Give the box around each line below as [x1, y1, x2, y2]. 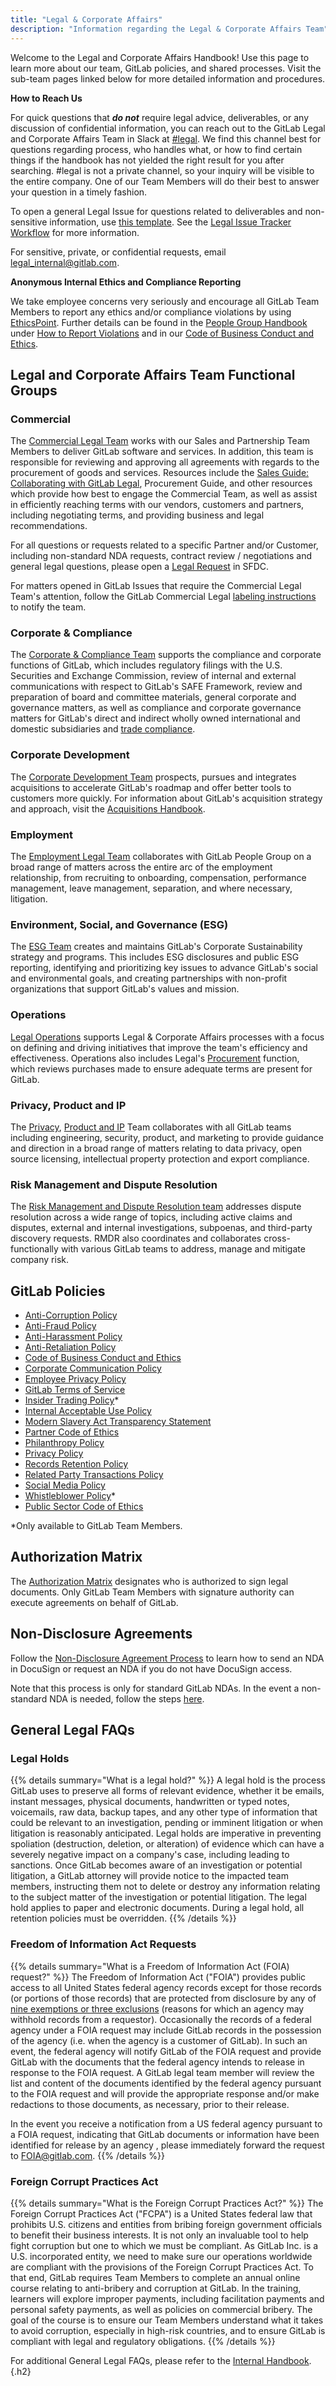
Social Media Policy [24, 1479, 106, 1491]
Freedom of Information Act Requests [10, 1937, 197, 1951]
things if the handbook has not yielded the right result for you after [10, 154, 285, 166]
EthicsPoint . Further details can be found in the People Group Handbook [10, 316, 308, 328]
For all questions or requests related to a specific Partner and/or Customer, [10, 539, 319, 551]
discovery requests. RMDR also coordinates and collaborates [10, 1232, 262, 1245]
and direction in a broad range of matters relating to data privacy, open [10, 1142, 303, 1154]
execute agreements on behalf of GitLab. [10, 1596, 179, 1608]
